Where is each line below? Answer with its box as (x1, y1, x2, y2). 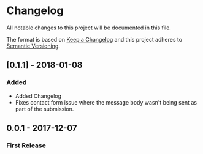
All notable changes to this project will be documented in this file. (6, 24, 172, 31)
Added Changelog (15, 92, 62, 100)
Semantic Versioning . (6, 42, 60, 50)
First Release (6, 141, 46, 150)
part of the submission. (15, 105, 74, 112)
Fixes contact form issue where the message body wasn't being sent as (15, 98, 197, 106)
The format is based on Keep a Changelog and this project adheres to (6, 35, 183, 43)
